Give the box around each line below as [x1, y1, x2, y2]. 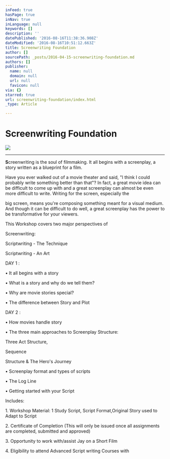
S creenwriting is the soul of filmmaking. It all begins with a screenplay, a [5, 159, 156, 165]
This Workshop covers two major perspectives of [5, 221, 108, 227]
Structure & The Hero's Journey [5, 359, 72, 365]
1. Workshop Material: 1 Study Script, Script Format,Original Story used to [5, 408, 158, 414]
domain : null [10, 74, 37, 79]
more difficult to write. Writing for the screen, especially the [5, 191, 130, 197]
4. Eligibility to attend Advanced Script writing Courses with [5, 448, 130, 454]
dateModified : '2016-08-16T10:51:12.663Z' [5, 41, 96, 46]
